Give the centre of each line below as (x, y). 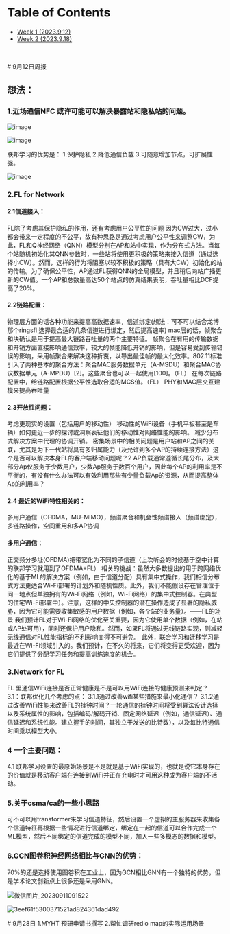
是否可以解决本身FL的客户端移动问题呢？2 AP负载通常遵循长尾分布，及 (113, 458)
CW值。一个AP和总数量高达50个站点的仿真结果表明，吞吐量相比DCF (116, 279)
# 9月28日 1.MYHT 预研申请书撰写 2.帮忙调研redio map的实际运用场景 (106, 923)
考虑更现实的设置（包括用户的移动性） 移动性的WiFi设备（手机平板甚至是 (110, 424)
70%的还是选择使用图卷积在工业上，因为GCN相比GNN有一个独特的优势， (111, 872)
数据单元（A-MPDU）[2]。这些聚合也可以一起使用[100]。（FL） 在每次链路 (117, 373)
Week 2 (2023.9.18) (44, 38)
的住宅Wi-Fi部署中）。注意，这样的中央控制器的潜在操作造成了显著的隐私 (109, 603)
